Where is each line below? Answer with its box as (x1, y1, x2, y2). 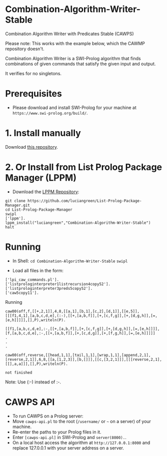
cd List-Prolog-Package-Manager (5, 207, 72, 212)
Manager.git (5, 203, 30, 208)
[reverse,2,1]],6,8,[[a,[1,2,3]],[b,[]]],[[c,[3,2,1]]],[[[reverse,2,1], (5, 357, 162, 362)
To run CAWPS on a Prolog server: (12, 413, 83, 419)
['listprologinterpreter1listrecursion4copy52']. (5, 281, 111, 286)
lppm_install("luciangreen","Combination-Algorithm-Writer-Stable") (5, 220, 151, 225)
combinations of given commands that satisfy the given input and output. (5, 61, 156, 67)
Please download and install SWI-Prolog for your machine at (12, 104, 136, 111)
